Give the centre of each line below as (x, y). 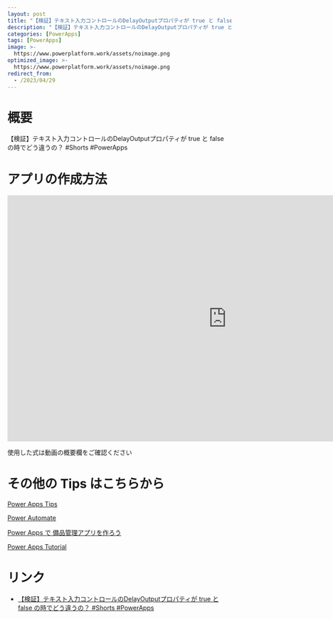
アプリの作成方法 (58, 179)
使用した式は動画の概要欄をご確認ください (70, 452)
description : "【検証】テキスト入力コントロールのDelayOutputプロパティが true (116, 27)
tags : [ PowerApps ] (35, 41)
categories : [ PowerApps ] (44, 34)
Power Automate (32, 518)
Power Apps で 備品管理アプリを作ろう (64, 533)
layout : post (27, 14)
